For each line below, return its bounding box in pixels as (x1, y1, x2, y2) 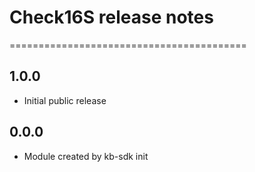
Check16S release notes (9, 6, 214, 29)
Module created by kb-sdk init (23, 150, 149, 162)
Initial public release (23, 94, 107, 106)
